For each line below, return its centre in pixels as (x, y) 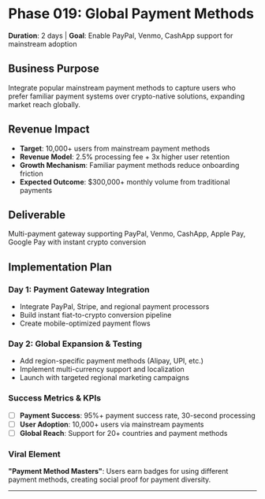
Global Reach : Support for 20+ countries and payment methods (123, 433)
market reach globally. (45, 104)
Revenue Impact (49, 130)
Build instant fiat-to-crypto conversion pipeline (95, 315)
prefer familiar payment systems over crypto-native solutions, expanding (127, 96)
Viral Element (34, 454)
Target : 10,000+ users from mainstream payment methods (115, 148)
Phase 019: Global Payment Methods (131, 14)
